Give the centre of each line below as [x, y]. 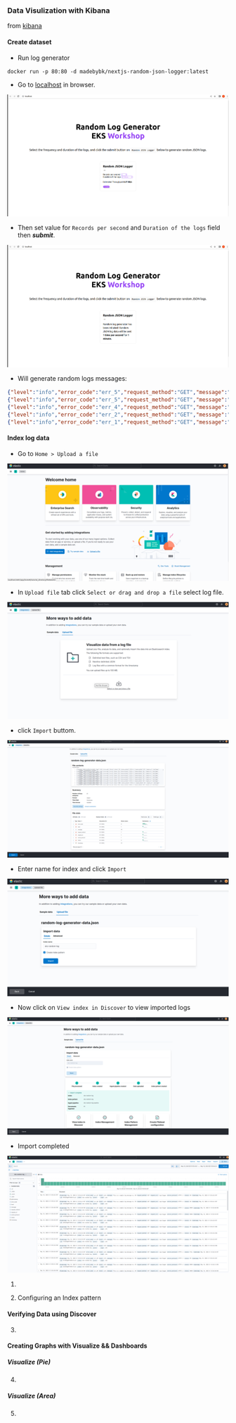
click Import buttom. [46, 731]
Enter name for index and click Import [72, 869]
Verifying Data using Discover [52, 1314]
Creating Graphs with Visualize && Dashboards [77, 1346]
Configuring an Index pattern [59, 1298]
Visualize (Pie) [29, 1362]
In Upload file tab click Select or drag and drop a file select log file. [120, 592]
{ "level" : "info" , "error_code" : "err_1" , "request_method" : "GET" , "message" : [118, 422]
